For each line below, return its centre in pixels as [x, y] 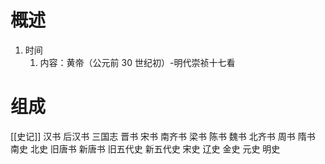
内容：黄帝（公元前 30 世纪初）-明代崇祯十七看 [137, 62]
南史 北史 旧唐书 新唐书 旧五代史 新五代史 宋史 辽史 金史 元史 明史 [145, 148]
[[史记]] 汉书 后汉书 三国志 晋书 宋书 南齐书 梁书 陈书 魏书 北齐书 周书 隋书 [163, 136]
